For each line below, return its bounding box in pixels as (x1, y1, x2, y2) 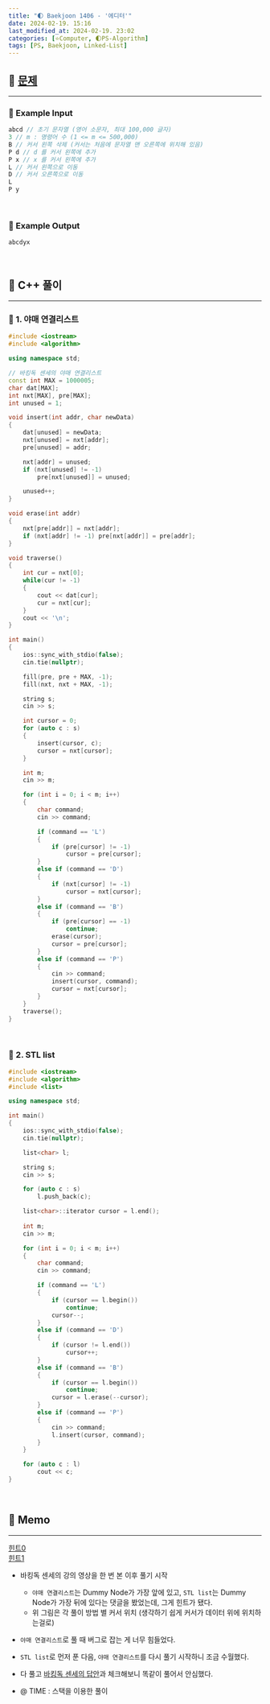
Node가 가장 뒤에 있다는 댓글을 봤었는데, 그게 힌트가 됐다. (31, 1597, 213, 1607)
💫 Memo (8, 1513, 51, 1527)
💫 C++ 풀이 (8, 278, 63, 292)
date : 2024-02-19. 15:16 (8, 19, 92, 27)
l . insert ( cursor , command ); (51, 1430, 146, 1439)
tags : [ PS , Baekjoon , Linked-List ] (8, 42, 128, 50)
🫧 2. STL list (8, 1050, 55, 1061)
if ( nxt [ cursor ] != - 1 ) (51, 880, 131, 888)
